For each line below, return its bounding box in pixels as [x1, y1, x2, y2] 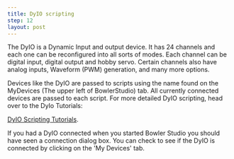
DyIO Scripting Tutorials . [7, 115, 79, 124]
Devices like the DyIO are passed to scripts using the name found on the [7, 79, 218, 88]
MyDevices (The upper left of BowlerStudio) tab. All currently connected [7, 86, 219, 95]
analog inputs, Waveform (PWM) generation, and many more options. [7, 65, 210, 74]
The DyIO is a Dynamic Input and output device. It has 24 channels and [7, 43, 216, 52]
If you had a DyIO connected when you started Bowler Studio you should [7, 129, 221, 138]
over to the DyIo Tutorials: [7, 102, 83, 110]
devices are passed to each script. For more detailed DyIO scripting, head [7, 94, 223, 102]
